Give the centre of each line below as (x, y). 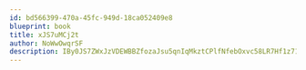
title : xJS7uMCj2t (44, 35)
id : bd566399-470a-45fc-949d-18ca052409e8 (91, 18)
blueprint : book (40, 26)
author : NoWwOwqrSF (46, 43)
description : (34, 52)
